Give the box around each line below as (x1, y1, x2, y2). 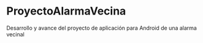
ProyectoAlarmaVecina (6, 4, 126, 18)
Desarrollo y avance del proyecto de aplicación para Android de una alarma (6, 24, 197, 31)
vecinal (6, 30, 25, 38)
